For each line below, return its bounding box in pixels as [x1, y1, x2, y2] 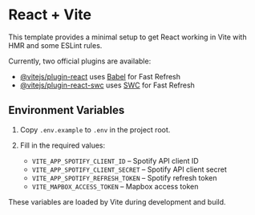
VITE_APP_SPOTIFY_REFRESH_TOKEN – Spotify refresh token [31, 172, 217, 182]
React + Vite [8, 6, 92, 24]
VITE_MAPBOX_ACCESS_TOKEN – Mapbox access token [31, 181, 199, 191]
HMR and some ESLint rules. [8, 40, 103, 50]
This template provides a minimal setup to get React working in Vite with [8, 32, 247, 42]
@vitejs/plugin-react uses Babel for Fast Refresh [19, 71, 181, 81]
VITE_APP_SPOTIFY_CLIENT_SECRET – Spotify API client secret [31, 164, 227, 174]
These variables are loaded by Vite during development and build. [8, 197, 226, 206]
